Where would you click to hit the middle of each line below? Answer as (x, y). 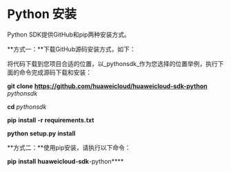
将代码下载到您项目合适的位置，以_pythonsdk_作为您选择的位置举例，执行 (113, 63)
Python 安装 (42, 14)
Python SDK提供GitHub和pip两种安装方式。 (69, 34)
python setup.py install (41, 133)
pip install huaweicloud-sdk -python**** (66, 161)
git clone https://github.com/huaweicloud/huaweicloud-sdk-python (108, 86)
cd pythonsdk (27, 107)
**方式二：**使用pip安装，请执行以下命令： (69, 147)
